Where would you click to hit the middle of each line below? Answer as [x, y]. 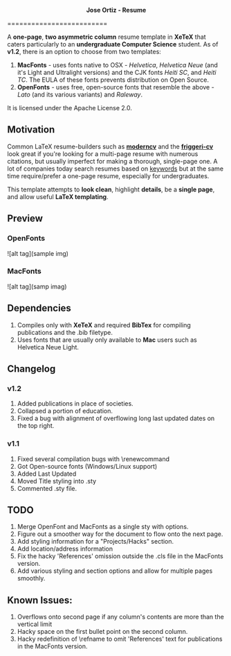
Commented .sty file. [47, 488]
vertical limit [35, 624]
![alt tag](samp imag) [37, 286]
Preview [25, 219]
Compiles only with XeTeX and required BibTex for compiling [104, 325]
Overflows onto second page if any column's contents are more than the [121, 617]
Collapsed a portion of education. [65, 411]
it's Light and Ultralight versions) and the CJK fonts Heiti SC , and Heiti [117, 72]
